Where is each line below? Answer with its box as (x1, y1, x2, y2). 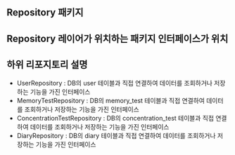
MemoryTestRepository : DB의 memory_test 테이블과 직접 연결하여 (16, 96, 205, 105)
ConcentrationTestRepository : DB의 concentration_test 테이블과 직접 (16, 114, 215, 122)
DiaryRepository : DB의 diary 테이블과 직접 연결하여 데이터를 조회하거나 (16, 131, 216, 140)
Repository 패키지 (6, 6, 84, 19)
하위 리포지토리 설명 (6, 59, 88, 71)
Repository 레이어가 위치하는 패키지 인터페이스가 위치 (6, 32, 229, 44)
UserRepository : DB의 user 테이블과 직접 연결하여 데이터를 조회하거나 (16, 79, 212, 87)
